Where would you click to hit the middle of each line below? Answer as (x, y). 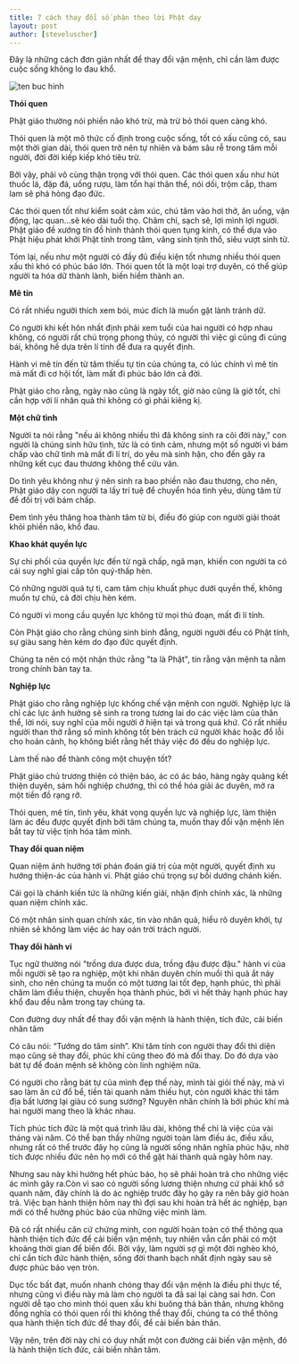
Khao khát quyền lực (48, 544)
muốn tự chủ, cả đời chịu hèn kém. (73, 598)
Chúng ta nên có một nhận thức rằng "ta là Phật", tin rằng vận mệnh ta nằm (148, 659)
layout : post (33, 26)
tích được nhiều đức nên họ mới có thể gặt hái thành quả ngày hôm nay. (141, 1157)
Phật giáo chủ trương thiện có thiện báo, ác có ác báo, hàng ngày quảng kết (149, 776)
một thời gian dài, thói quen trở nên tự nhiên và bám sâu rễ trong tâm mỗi (143, 148)
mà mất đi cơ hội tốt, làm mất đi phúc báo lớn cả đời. (106, 374)
